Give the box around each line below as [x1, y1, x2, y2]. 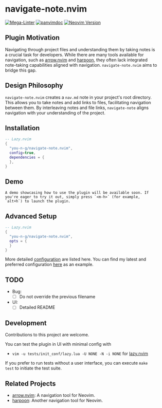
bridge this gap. [5, 67, 37, 73]
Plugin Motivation [5, 34, 60, 42]
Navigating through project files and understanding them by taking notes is [5, 46, 155, 52]
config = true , [9, 150, 36, 155]
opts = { [9, 239, 27, 243]
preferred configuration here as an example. [5, 261, 94, 267]
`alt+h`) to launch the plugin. [5, 199, 71, 204]
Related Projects [5, 379, 56, 388]
